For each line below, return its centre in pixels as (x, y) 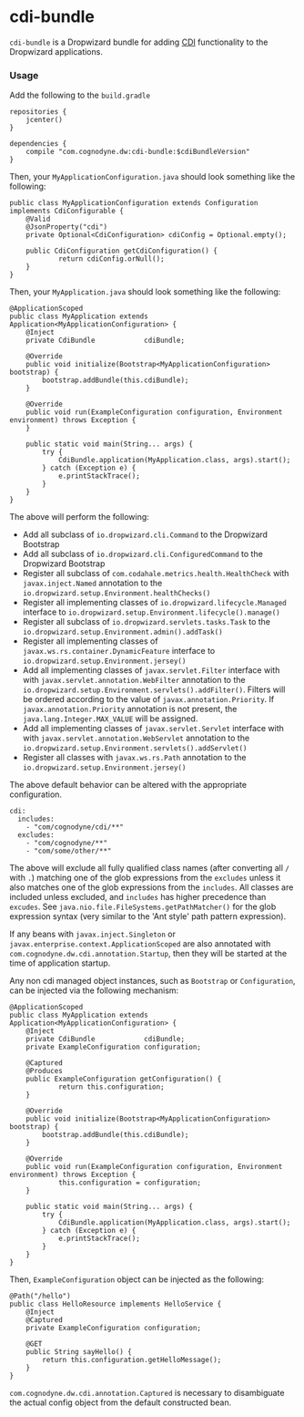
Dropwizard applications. (56, 51)
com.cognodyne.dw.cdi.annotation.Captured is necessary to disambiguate (147, 1393)
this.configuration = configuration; (130, 1183)
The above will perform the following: (80, 517)
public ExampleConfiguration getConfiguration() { (124, 1079)
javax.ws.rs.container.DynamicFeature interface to (119, 651)
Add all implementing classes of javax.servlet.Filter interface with (151, 670)
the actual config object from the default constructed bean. (121, 1402)
